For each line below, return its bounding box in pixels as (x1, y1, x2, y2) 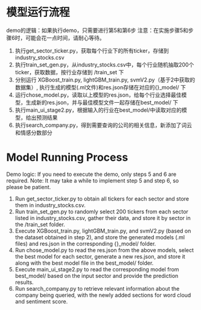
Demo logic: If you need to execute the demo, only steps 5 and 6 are (6, 170, 177, 178)
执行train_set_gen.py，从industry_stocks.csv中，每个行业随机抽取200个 (14, 61, 194, 68)
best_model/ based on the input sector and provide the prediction (14, 272, 179, 279)
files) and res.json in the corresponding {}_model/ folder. (14, 240, 156, 247)
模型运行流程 (6, 5, 71, 19)
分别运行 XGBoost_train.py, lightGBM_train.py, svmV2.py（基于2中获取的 (14, 76, 196, 83)
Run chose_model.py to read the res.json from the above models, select (14, 246, 194, 254)
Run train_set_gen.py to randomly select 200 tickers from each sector (14, 208, 189, 215)
